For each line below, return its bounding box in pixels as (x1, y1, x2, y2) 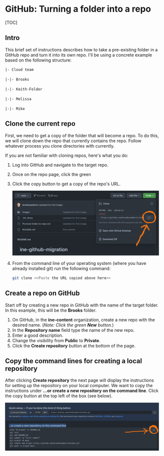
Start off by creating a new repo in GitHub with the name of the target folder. (5, 302, 159, 308)
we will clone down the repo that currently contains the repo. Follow (5, 138, 142, 144)
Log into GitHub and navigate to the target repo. (12, 162, 109, 168)
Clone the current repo (5, 120, 76, 128)
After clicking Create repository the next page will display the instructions (5, 377, 154, 383)
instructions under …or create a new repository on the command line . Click (5, 388, 159, 394)
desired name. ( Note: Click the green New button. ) (12, 322, 114, 328)
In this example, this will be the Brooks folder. (5, 307, 97, 313)
